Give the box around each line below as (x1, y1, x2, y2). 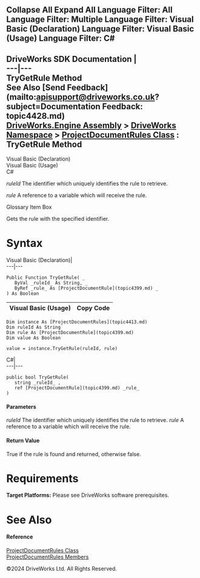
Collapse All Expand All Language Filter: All (6, 5, 173, 15)
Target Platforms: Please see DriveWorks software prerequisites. (6, 491, 170, 499)
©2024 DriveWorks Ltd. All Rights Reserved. (6, 565, 117, 572)
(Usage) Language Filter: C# (6, 33, 115, 44)
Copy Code (76, 304, 110, 312)
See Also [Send (6, 82, 65, 93)
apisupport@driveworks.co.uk (36, 92, 155, 102)
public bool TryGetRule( (6, 374, 69, 381)
